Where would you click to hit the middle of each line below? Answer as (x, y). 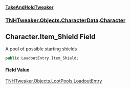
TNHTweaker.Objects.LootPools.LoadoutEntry (54, 81)
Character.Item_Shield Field (50, 36)
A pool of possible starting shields (41, 49)
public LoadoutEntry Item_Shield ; (42, 58)
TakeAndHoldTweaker (29, 7)
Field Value (17, 70)
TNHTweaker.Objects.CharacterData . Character (65, 20)
